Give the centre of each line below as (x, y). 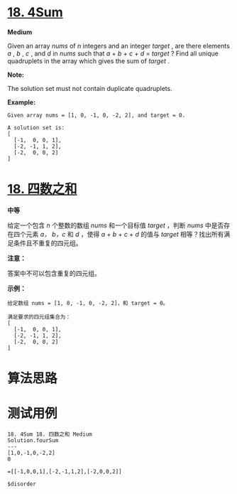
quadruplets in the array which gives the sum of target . (89, 60)
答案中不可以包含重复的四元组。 (54, 273)
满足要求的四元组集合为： (39, 317)
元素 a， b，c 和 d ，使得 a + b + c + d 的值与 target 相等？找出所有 (125, 234)
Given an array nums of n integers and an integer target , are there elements (119, 45)
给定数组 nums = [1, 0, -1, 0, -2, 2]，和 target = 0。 (88, 303)
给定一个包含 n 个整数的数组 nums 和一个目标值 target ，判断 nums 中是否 (116, 225)
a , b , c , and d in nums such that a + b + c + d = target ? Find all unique (113, 53)
